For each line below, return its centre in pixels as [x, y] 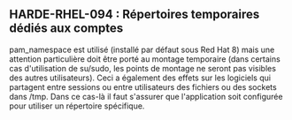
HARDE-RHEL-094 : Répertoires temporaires [134, 15]
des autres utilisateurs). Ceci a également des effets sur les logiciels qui [140, 78]
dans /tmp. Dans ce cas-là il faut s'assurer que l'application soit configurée [146, 96]
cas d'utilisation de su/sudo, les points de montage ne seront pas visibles [143, 68]
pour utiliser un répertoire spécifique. [77, 106]
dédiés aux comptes [66, 29]
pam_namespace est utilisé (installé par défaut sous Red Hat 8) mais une [142, 49]
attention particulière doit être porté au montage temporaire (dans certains [145, 59]
